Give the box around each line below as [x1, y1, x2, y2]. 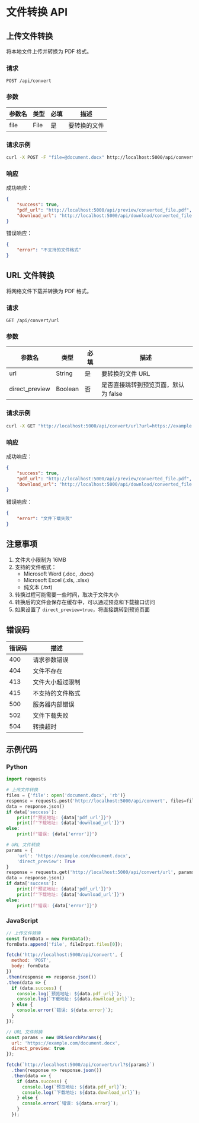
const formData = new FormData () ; [6, 936, 92, 942]
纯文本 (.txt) [23, 583, 53, 590]
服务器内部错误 [33, 700, 75, 708]
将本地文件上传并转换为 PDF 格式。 [6, 48, 92, 55]
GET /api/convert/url [6, 317, 60, 324]
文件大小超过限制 [33, 678, 81, 686]
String [56, 369, 73, 378]
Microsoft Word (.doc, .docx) [23, 570, 94, 577]
